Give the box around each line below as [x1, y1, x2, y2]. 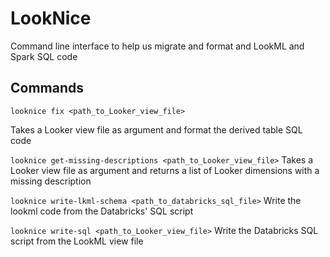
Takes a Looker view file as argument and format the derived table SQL [10, 123, 303, 136]
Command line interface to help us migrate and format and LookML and [10, 40, 305, 52]
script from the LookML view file [10, 235, 144, 247]
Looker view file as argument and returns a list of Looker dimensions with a [10, 164, 320, 176]
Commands [10, 80, 85, 97]
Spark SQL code [10, 50, 78, 62]
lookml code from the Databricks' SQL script [10, 205, 194, 217]
